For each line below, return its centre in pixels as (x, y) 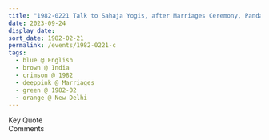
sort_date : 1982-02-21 (46, 38)
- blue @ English (44, 61)
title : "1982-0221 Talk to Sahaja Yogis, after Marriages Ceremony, (125, 16)
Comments (26, 129)
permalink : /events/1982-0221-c (62, 46)
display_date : (32, 30)
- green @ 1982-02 (46, 90)
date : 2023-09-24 (37, 23)
